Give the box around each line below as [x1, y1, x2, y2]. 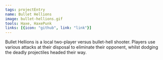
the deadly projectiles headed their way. [5, 50, 87, 56]
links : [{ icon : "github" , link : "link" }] [5, 26, 92, 30]
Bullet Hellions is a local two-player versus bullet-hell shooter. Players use [5, 39, 156, 45]
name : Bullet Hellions [5, 12, 52, 17]
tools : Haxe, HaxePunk [5, 21, 52, 26]
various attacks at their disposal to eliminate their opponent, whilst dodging [5, 44, 158, 50]
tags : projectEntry [5, 7, 45, 12]
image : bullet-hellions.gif [5, 16, 63, 21]
